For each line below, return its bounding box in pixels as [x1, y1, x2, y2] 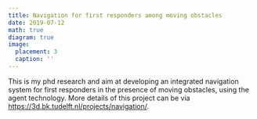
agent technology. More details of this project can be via [8, 93, 190, 103]
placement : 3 [15, 48, 58, 56]
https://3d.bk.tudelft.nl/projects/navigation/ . [8, 101, 150, 110]
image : [8, 41, 30, 49]
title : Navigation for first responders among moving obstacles [8, 11, 223, 20]
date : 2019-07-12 [8, 19, 65, 27]
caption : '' [15, 56, 55, 63]
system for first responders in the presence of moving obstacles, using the [8, 85, 249, 94]
